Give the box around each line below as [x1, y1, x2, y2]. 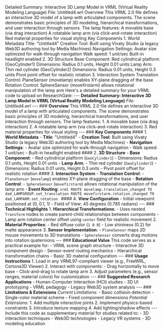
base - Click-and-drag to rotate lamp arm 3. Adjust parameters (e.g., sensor [5, 269, 158, 274]
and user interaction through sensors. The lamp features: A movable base [5, 25, 154, 31]
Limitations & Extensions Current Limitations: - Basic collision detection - [5, 289, 154, 295]
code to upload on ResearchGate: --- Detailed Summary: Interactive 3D [5, 93, 152, 98]
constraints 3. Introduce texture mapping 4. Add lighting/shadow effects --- [5, 305, 158, 310]
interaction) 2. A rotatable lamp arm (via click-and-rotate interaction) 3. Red [5, 124, 158, 129]
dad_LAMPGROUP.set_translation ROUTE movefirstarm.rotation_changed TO [5, 191, 154, 196]
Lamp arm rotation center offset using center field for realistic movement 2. [5, 216, 157, 222]
